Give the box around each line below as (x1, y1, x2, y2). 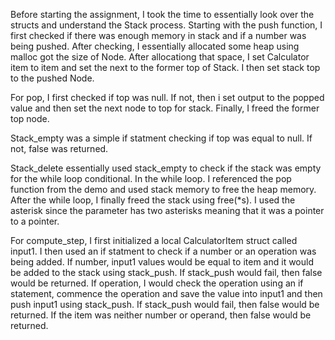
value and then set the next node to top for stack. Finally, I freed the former (10, 102, 320, 114)
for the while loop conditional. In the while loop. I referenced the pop (10, 173, 292, 184)
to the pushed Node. (10, 72, 95, 84)
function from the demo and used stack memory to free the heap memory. (10, 184, 317, 195)
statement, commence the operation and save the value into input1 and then (10, 288, 323, 299)
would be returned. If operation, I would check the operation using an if (10, 277, 304, 289)
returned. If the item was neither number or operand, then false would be (10, 309, 312, 321)
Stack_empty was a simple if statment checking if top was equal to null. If (10, 132, 313, 144)
